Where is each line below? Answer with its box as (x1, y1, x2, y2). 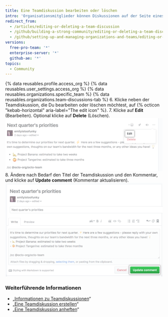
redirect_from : (5, 19, 37, 24)
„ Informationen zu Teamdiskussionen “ (12, 296, 91, 302)
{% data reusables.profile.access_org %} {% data (5, 81, 107, 87)
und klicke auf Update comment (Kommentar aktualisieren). (5, 177, 129, 183)
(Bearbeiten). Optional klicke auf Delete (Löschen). (5, 113, 110, 119)
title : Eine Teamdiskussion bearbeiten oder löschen (5, 8, 117, 13)
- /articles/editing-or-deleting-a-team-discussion (9, 24, 120, 29)
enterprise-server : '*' (9, 50, 59, 55)
